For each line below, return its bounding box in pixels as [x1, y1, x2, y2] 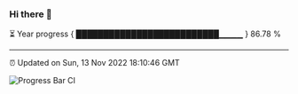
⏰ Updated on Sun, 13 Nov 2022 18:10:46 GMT [9, 58, 180, 68]
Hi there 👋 [9, 8, 53, 20]
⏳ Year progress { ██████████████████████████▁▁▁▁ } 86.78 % [9, 28, 281, 39]
